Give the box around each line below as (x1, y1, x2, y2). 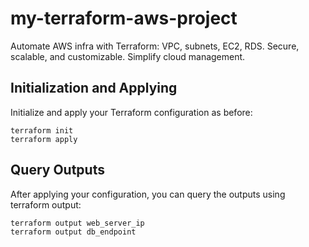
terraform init (10, 125, 74, 136)
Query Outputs (10, 162, 105, 179)
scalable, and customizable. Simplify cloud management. (10, 50, 246, 62)
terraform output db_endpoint (10, 227, 137, 237)
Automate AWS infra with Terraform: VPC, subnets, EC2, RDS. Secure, (10, 40, 300, 52)
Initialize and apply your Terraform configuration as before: (10, 106, 253, 118)
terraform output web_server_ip (10, 218, 145, 228)
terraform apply (10, 134, 78, 144)
